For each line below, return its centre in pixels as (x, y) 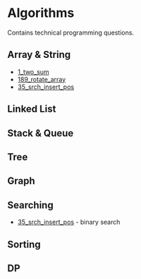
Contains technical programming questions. (71, 32)
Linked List (32, 109)
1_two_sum (33, 71)
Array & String (39, 55)
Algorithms (41, 13)
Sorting (24, 244)
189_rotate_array (42, 79)
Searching (31, 205)
